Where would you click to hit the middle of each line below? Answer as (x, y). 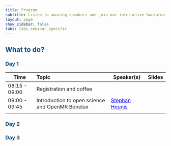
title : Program (21, 10)
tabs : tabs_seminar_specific (36, 29)
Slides (155, 77)
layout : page (19, 19)
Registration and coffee (64, 89)
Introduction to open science (71, 100)
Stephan (121, 100)
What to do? (25, 50)
